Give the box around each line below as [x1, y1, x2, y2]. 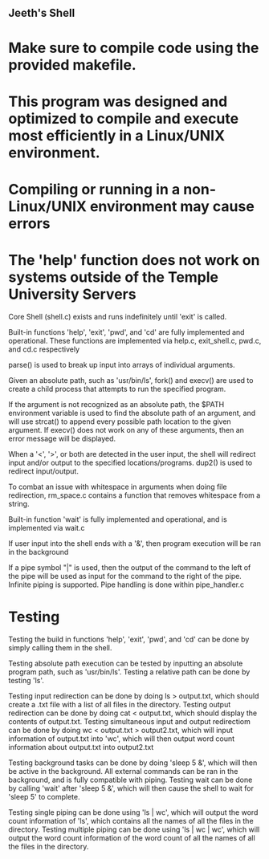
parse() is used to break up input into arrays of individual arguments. [8, 360, 235, 369]
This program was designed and [8, 92, 228, 111]
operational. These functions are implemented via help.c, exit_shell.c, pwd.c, [8, 336, 262, 345]
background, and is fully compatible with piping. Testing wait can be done [8, 775, 253, 784]
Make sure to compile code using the [8, 39, 259, 57]
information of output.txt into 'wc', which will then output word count [8, 734, 235, 743]
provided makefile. [8, 55, 137, 74]
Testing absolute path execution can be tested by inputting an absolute [8, 658, 243, 668]
